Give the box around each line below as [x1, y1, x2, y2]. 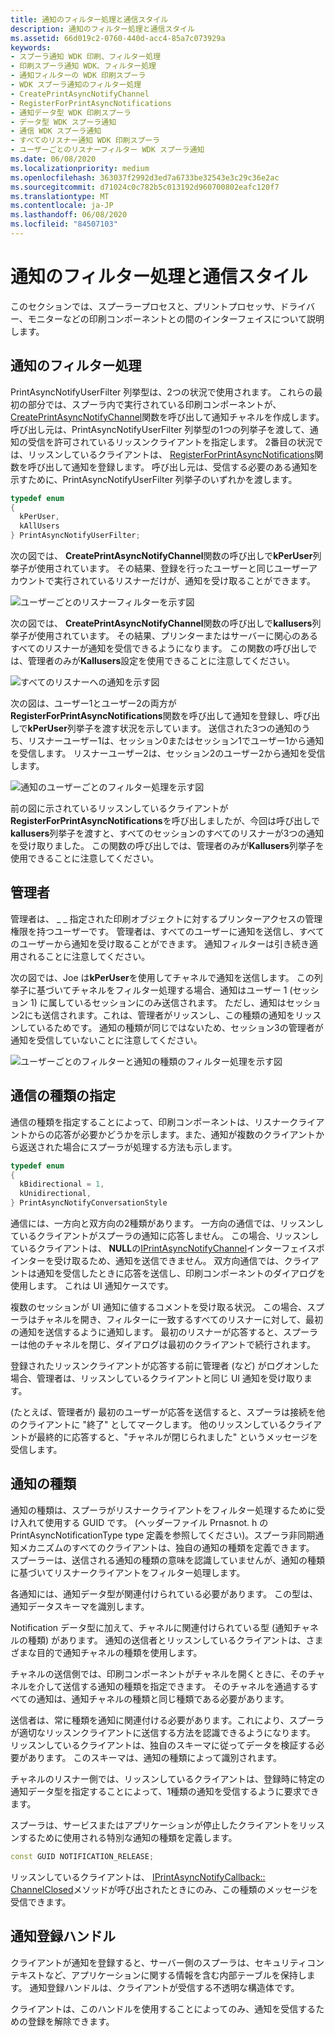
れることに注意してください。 [27, 950, 151, 962]
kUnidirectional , [19, 1189, 92, 1199]
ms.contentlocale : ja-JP [10, 201, 114, 211]
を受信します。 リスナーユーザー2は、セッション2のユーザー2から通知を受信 [10, 747, 326, 759]
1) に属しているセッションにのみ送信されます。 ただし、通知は [29, 996, 287, 1008]
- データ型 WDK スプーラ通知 [10, 117, 117, 127]
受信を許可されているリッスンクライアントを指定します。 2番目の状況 [27, 436, 315, 448]
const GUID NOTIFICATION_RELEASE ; [10, 1851, 155, 1861]
